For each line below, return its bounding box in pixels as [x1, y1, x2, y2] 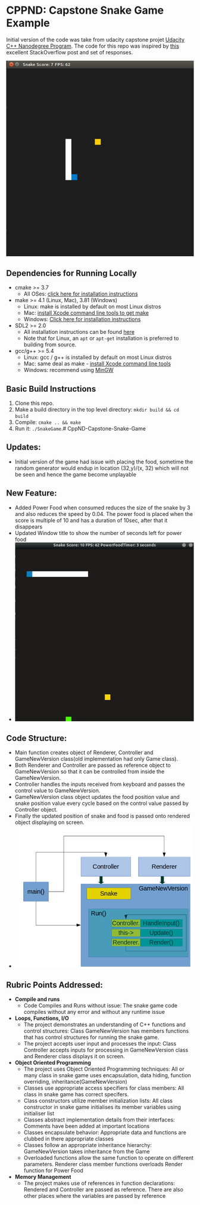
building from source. [23, 341, 77, 348]
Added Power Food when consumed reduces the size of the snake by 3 [14, 504, 190, 511]
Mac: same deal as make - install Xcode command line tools [23, 360, 171, 367]
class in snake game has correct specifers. [23, 1091, 129, 1098]
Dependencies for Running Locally [6, 268, 137, 278]
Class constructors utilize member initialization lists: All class [23, 1097, 173, 1105]
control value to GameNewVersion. [14, 786, 101, 794]
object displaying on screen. [14, 819, 85, 826]
